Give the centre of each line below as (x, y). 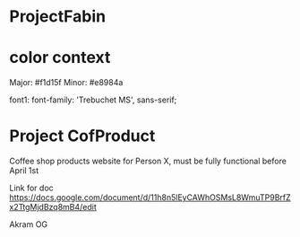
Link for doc (31, 188)
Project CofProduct (82, 136)
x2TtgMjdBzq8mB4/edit (53, 207)
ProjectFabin (57, 17)
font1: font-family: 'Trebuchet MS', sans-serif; (93, 100)
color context (60, 58)
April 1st (24, 171)
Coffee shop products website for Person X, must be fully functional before (148, 161)
